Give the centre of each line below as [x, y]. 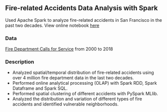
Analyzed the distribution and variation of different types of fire [77, 99]
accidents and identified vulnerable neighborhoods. [65, 104]
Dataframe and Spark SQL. [40, 88]
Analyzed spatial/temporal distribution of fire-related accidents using [83, 73]
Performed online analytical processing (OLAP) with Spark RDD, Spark [84, 83]
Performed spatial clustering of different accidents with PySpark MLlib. [85, 94]
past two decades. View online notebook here [52, 25]
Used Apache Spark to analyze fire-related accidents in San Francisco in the [83, 20]
